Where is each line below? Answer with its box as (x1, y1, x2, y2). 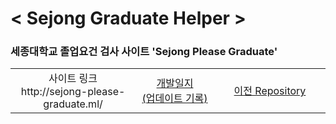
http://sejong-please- (20, 85, 126, 99)
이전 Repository (233, 84, 307, 98)
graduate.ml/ (43, 97, 103, 111)
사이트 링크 (48, 72, 98, 86)
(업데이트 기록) (141, 92, 208, 106)
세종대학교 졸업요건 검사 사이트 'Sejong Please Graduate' (10, 45, 278, 59)
